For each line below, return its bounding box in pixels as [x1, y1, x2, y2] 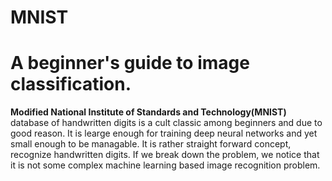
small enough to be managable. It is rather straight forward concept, [10, 138, 292, 150]
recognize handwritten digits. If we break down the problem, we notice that [10, 149, 320, 161]
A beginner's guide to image [10, 52, 250, 75]
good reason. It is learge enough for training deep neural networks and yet [10, 127, 318, 140]
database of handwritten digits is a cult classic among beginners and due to [10, 117, 323, 129]
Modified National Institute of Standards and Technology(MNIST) [10, 106, 287, 118]
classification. [10, 73, 132, 96]
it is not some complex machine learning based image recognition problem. [10, 159, 321, 171]
